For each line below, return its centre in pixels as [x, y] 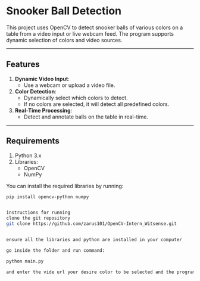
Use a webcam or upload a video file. [69, 85]
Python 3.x [28, 155]
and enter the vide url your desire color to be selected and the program [101, 272]
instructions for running [38, 213]
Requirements [33, 141]
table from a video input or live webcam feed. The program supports [90, 33]
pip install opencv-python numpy [48, 197]
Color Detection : [35, 91]
